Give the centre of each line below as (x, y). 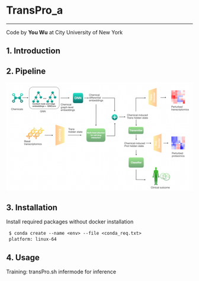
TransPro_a (35, 10)
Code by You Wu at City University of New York (65, 32)
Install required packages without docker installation (70, 222)
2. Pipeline (26, 71)
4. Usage (23, 258)
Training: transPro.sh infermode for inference (61, 272)
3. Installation (32, 207)
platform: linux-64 (33, 240)
